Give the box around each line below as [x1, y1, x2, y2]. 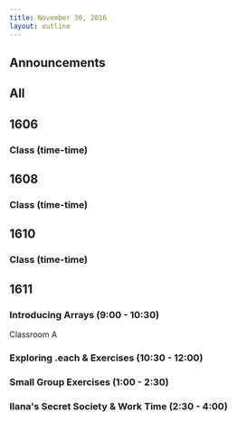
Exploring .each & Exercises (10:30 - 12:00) [9, 351, 204, 364]
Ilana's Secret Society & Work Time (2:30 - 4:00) [9, 399, 228, 412]
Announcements [9, 55, 106, 70]
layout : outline [9, 22, 71, 31]
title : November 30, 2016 [9, 13, 107, 23]
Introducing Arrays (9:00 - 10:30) [9, 308, 160, 321]
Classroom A [9, 329, 57, 340]
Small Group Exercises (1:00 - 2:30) [9, 376, 169, 388]
